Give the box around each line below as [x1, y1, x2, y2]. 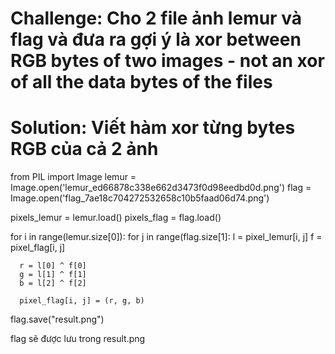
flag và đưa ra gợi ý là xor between [10, 28, 302, 51]
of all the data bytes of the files [10, 71, 273, 94]
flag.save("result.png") [10, 313, 105, 326]
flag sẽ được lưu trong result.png [10, 333, 146, 345]
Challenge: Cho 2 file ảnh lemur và [10, 7, 302, 30]
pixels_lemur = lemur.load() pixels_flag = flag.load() [10, 212, 222, 224]
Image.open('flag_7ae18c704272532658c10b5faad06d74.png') [10, 192, 270, 204]
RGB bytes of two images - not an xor [10, 50, 325, 72]
